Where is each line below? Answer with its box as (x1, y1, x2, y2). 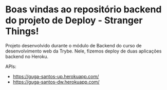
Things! (5, 26, 39, 37)
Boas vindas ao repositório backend (5, 4, 162, 15)
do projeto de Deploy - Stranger (5, 14, 143, 26)
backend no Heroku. (5, 53, 49, 60)
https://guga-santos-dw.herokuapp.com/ (12, 79, 100, 85)
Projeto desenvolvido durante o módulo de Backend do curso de (5, 42, 142, 48)
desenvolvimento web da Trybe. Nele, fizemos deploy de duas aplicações (5, 48, 162, 54)
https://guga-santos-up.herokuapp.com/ (12, 73, 99, 79)
